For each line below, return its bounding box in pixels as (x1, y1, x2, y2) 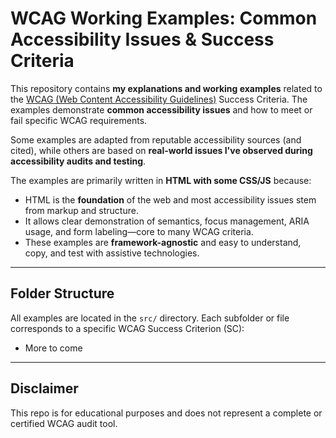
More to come (24, 342, 83, 354)
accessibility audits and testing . (10, 155, 147, 167)
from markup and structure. (24, 204, 139, 216)
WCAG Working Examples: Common (10, 7, 318, 30)
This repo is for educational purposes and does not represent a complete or (10, 407, 323, 419)
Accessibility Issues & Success (10, 28, 275, 51)
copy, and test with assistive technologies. (24, 247, 200, 259)
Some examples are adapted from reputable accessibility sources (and (10, 133, 302, 146)
